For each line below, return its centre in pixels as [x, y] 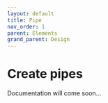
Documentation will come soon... [54, 93]
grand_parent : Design [39, 40]
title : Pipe [24, 20]
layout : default [31, 14]
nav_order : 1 [26, 26]
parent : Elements [32, 33]
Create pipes [45, 74]
